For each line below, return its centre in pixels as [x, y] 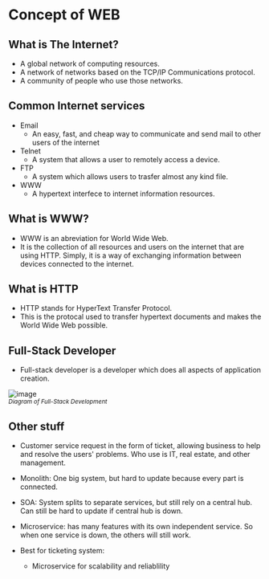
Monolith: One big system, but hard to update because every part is [132, 479]
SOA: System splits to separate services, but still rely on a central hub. [136, 503]
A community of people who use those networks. [101, 81]
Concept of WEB [64, 15]
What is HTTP [43, 289]
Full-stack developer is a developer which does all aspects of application [141, 370]
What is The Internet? [63, 45]
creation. [35, 378]
